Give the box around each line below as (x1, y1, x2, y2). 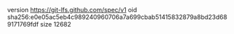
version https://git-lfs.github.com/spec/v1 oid (7, 6, 138, 14)
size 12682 (40, 20, 72, 28)
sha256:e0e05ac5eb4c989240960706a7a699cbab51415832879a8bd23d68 (7, 13, 228, 21)
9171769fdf (7, 20, 39, 28)
